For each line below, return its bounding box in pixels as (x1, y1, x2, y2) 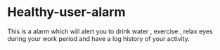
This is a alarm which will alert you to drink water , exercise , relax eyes (7, 27, 213, 35)
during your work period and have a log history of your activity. (7, 34, 190, 42)
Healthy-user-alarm (7, 4, 126, 20)
